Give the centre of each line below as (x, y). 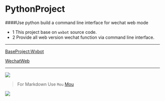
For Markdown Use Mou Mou (45, 84)
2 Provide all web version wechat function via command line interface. (83, 37)
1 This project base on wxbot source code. (55, 32)
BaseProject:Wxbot (25, 51)
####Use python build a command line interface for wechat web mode (77, 23)
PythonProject (35, 9)
